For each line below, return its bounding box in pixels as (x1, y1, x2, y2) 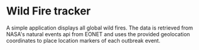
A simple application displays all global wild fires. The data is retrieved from (6, 24, 194, 31)
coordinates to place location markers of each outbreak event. (6, 37, 161, 44)
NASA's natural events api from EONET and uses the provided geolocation (6, 30, 191, 37)
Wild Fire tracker (6, 4, 91, 18)
